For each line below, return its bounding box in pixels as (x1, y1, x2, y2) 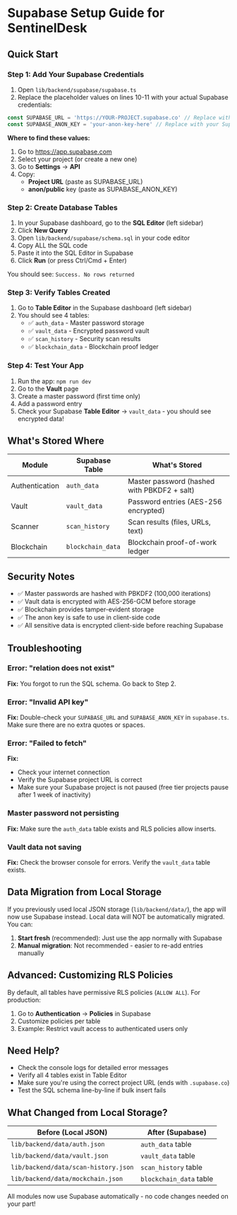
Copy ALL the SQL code (17, 241, 88, 249)
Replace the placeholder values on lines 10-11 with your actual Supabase (17, 93, 229, 101)
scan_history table (140, 1163, 203, 1173)
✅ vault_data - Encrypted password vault (28, 327, 150, 335)
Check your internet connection (17, 768, 110, 776)
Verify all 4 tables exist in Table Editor (17, 1071, 128, 1080)
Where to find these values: (7, 133, 90, 142)
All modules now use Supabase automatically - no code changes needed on (7, 1192, 229, 1201)
